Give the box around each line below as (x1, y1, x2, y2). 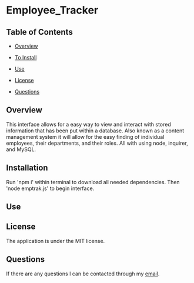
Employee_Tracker (6, 4, 99, 17)
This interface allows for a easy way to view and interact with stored (6, 121, 172, 128)
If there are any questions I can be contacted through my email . (6, 270, 160, 277)
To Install (14, 54, 37, 61)
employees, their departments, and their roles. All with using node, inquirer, (6, 139, 188, 147)
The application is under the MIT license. (6, 237, 105, 244)
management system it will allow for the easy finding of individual (6, 133, 165, 140)
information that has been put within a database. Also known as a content (6, 127, 184, 134)
